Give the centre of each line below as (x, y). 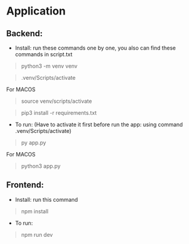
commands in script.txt (43, 54)
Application (36, 11)
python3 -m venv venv (49, 66)
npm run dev (37, 234)
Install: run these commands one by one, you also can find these (95, 48)
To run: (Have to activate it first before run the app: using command (99, 124)
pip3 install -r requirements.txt (59, 113)
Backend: (24, 34)
